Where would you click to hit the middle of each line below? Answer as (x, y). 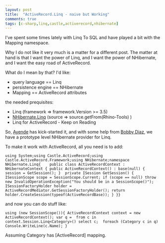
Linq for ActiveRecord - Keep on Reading (54, 122)
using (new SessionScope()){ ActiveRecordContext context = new (73, 213)
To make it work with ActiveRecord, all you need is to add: (64, 147)
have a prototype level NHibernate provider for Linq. (58, 137)
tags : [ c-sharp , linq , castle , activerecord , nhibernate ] (62, 24)
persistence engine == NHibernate (48, 88)
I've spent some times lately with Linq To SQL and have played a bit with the (83, 38)
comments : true (21, 19)
